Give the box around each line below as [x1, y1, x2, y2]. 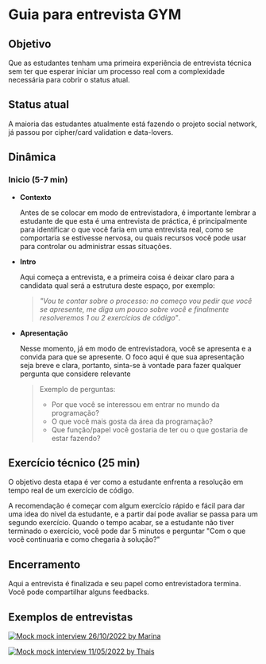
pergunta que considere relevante [19, 369, 131, 378]
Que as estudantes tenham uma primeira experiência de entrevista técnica [8, 58, 252, 67]
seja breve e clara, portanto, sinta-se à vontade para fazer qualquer [19, 360, 241, 370]
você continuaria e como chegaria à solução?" [8, 535, 160, 544]
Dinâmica [8, 151, 56, 164]
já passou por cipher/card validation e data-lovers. [8, 127, 174, 136]
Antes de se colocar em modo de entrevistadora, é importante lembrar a [19, 208, 256, 217]
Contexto [19, 192, 52, 202]
